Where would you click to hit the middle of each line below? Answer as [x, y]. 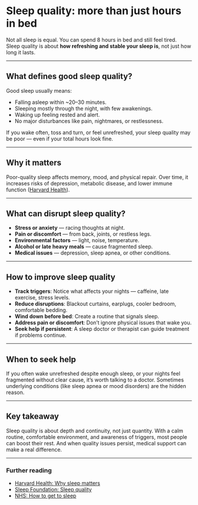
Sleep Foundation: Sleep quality [53, 490]
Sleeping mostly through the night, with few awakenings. [83, 108]
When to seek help [41, 359]
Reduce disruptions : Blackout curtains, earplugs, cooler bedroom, [95, 304]
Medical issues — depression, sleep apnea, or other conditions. [93, 253]
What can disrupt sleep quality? [66, 214]
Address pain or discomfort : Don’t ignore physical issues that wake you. [103, 322]
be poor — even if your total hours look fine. [60, 139]
